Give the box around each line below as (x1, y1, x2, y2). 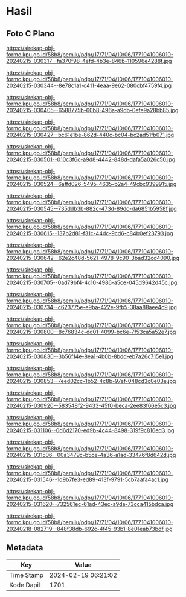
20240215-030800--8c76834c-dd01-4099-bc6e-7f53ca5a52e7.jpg (6, 329, 176, 335)
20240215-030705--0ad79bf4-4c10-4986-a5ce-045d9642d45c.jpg (6, 279, 178, 286)
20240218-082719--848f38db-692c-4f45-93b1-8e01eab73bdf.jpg (6, 525, 173, 532)
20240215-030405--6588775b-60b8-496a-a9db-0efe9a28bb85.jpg (6, 107, 179, 113)
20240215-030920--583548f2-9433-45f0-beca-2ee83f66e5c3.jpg (6, 402, 176, 409)
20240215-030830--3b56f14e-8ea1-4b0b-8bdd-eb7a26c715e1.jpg (6, 353, 174, 360)
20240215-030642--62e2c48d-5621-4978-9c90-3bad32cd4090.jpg (6, 255, 180, 261)
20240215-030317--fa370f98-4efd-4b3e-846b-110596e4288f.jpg (6, 58, 172, 64)
